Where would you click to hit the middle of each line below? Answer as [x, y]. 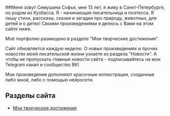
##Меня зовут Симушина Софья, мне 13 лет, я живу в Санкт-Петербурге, [85, 7]
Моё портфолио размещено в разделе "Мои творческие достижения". [82, 38]
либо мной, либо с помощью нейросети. [50, 80]
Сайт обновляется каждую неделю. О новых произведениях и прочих [81, 48]
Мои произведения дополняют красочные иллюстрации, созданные [80, 74]
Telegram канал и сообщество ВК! [42, 65]
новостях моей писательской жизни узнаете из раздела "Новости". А [81, 54]
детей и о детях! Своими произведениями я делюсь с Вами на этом [79, 23]
